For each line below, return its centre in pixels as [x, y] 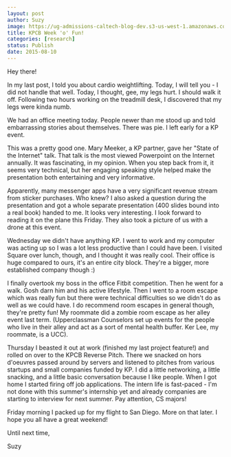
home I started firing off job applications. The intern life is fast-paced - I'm [112, 384]
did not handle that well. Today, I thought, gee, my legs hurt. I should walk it [114, 92]
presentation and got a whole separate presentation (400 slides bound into [113, 205]
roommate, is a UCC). [38, 334]
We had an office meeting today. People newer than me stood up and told [111, 120]
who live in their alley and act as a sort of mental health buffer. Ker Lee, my [113, 327]
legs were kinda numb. [40, 107]
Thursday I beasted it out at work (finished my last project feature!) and [108, 348]
